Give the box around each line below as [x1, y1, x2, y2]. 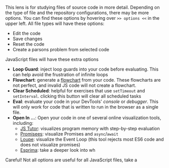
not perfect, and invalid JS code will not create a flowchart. [12, 82, 137, 88]
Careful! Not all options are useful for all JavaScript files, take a [5, 157, 138, 163]
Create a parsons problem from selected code [12, 47, 110, 52]
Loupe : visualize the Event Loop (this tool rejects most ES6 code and [20, 137, 164, 142]
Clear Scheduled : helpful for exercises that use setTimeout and [12, 88, 145, 93]
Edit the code [12, 30, 41, 36]
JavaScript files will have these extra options [5, 56, 99, 62]
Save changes [12, 36, 43, 42]
